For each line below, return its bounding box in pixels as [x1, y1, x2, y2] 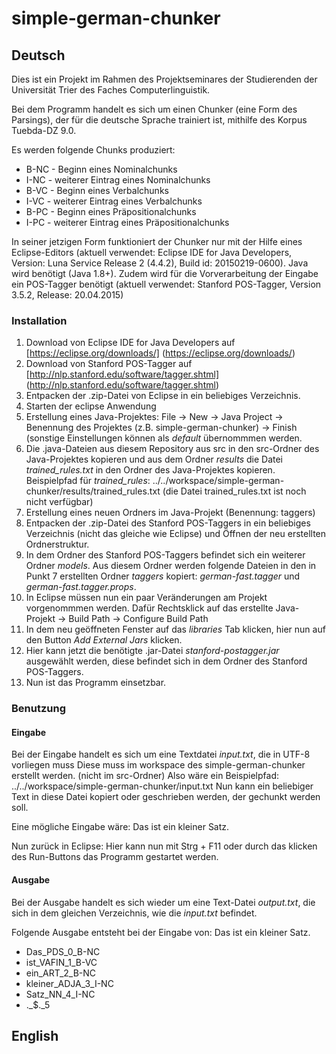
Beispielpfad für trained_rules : [25, 475, 151, 487]
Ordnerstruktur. [25, 538, 90, 551]
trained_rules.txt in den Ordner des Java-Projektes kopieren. [25, 464, 276, 476]
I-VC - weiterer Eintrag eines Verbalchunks [25, 195, 203, 207]
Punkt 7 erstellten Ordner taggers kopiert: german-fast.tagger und [25, 570, 301, 582]
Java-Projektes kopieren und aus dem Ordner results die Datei [25, 453, 283, 466]
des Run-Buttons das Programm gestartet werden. [11, 851, 219, 863]
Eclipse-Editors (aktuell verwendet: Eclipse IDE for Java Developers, [11, 247, 293, 258]
